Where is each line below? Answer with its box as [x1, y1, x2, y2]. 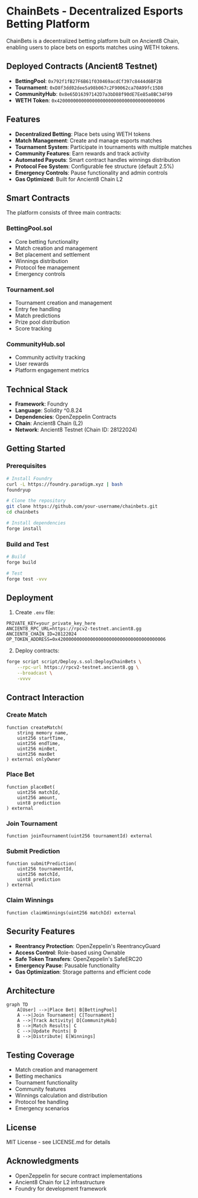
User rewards [14, 360, 49, 367]
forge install [6, 526, 42, 532]
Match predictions [14, 312, 60, 319]
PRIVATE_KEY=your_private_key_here [6, 620, 96, 627]
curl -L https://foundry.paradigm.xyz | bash [6, 481, 123, 487]
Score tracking [14, 324, 52, 332]
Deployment [6, 592, 54, 603]
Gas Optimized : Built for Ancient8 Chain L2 [14, 175, 123, 182]
